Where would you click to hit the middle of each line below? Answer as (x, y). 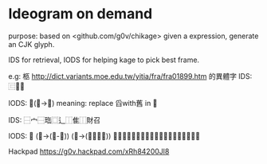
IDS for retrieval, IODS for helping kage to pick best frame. (104, 60)
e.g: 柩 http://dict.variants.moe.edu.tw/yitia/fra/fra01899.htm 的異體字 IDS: (130, 76)
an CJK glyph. (31, 44)
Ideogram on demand (80, 14)
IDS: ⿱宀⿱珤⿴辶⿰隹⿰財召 (55, 119)
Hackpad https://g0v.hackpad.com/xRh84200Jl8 (89, 151)
